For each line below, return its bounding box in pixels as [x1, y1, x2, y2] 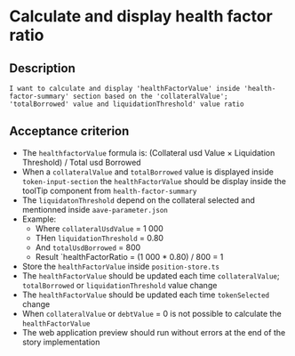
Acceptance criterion [9, 124, 130, 139]
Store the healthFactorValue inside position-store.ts [21, 261, 220, 271]
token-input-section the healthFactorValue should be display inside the [21, 175, 287, 186]
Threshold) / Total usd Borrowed [21, 157, 141, 167]
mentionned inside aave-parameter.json [21, 204, 169, 214]
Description [9, 61, 76, 76]
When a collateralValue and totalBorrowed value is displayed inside [21, 166, 274, 177]
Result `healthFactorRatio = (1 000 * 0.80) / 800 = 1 [35, 251, 224, 262]
